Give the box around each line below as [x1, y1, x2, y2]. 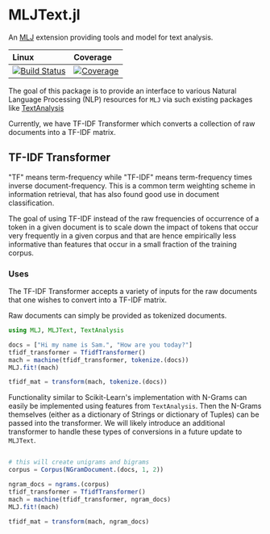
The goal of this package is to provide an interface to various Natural [8, 86, 237, 95]
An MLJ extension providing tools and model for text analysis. [8, 32, 214, 42]
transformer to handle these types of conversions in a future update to [8, 427, 243, 437]
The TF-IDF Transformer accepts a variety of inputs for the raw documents [8, 287, 258, 296]
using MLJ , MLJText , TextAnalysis [8, 326, 125, 334]
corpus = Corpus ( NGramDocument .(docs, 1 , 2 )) [8, 466, 164, 474]
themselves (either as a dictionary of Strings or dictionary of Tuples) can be [8, 410, 260, 419]
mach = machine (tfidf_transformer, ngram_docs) [8, 495, 172, 503]
